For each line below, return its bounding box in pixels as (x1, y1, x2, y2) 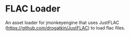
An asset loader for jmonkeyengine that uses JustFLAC (5, 19, 119, 25)
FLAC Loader (5, 3, 60, 14)
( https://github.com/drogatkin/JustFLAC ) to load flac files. (5, 24, 125, 30)
